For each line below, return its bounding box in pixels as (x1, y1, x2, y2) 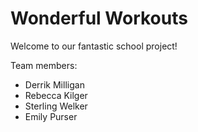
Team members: (10, 59, 78, 71)
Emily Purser (24, 110, 78, 122)
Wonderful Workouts (10, 7, 188, 30)
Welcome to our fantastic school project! (10, 40, 178, 52)
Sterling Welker (24, 100, 88, 112)
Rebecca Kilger (24, 89, 88, 101)
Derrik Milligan (24, 78, 85, 91)
